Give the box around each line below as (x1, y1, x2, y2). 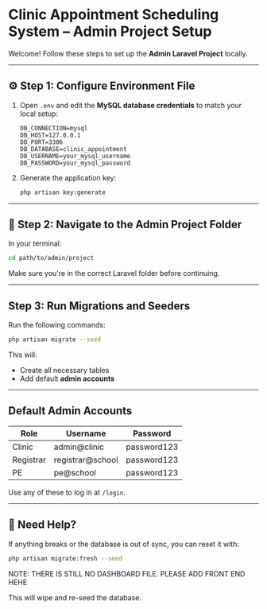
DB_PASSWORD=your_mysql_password (19, 159, 131, 167)
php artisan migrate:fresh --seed (8, 554, 123, 562)
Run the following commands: (8, 320, 106, 330)
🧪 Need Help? (8, 518, 77, 532)
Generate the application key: (19, 173, 117, 182)
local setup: (19, 109, 58, 118)
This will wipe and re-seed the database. (8, 592, 141, 602)
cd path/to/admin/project (8, 254, 94, 262)
